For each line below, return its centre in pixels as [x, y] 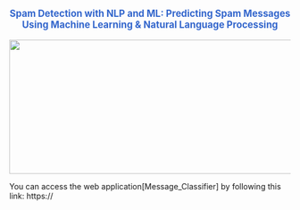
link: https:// [31, 196]
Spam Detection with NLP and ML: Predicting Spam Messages [150, 13]
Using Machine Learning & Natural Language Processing [150, 24]
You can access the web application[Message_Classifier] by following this [145, 186]
